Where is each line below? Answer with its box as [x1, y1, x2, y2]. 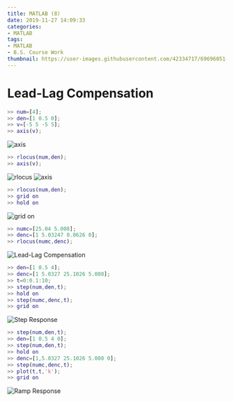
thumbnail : [7, 56, 39, 63]
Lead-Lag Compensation [7, 85, 154, 101]
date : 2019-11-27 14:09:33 [7, 17, 86, 24]
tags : [7, 36, 23, 43]
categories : [7, 23, 42, 30]
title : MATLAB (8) [7, 10, 61, 17]
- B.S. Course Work [7, 49, 64, 56]
